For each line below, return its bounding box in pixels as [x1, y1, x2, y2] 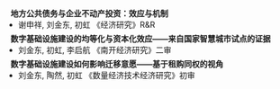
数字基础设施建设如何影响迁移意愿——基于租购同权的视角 [10, 58, 223, 69]
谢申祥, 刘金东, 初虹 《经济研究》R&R [17, 20, 156, 30]
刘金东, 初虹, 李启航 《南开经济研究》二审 [17, 45, 172, 55]
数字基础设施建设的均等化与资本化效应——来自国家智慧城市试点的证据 [10, 33, 271, 44]
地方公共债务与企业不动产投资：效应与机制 [10, 8, 168, 19]
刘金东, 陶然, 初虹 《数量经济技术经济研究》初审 [17, 70, 195, 80]
